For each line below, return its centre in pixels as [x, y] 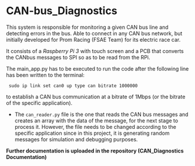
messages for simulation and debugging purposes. [76, 139]
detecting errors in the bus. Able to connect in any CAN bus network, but [94, 33]
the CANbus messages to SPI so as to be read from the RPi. [78, 57]
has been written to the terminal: [46, 75]
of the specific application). [39, 103]
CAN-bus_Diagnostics [62, 11]
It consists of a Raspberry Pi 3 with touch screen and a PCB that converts [95, 51]
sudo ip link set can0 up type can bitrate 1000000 [73, 86]
